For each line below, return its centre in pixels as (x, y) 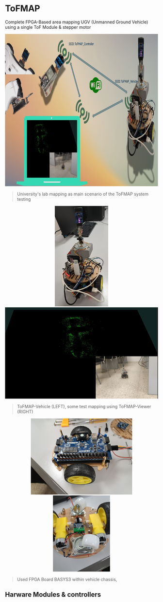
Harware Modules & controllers (53, 595)
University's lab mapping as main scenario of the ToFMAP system (83, 194)
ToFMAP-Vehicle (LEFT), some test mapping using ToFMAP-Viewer (84, 406)
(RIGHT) (25, 412)
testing (24, 199)
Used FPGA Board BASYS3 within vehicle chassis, (67, 579)
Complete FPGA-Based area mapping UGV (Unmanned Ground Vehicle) (77, 22)
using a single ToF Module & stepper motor (48, 27)
